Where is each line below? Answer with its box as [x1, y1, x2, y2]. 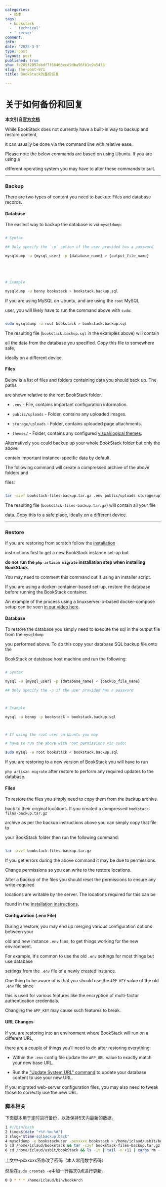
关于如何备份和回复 [5, 99, 83, 111]
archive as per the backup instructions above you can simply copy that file [5, 820, 157, 826]
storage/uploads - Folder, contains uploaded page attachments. [12, 420, 142, 426]
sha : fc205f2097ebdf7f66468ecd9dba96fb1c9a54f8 [5, 62, 105, 67]
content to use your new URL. [12, 1074, 73, 1080]
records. [5, 199, 22, 205]
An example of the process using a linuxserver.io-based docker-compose [5, 598, 155, 604]
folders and [5, 470, 29, 475]
